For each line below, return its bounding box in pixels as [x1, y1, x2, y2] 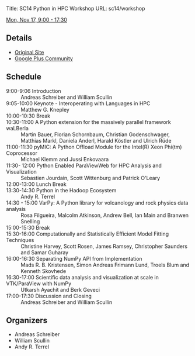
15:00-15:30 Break [6, 224, 50, 231]
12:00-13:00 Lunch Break [6, 181, 67, 188]
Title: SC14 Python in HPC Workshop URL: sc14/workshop [6, 5, 145, 12]
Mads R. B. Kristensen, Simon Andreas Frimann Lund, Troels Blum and [20, 261, 190, 268]
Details [6, 33, 32, 43]
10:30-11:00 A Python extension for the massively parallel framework [6, 118, 171, 125]
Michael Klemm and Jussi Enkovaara [20, 155, 109, 163]
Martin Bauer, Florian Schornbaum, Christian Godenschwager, [20, 131, 170, 138]
